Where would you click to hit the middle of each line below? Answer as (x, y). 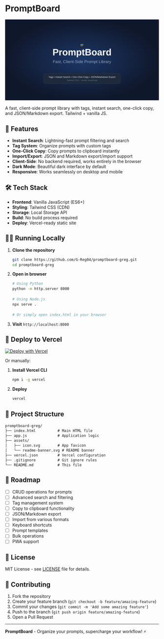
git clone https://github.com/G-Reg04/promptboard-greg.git (74, 260)
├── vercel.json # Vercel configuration (55, 455)
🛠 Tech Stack (26, 188)
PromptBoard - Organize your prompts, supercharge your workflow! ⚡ (76, 631)
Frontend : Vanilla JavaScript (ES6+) (48, 202)
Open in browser (29, 274)
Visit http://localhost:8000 (41, 324)
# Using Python (28, 284)
